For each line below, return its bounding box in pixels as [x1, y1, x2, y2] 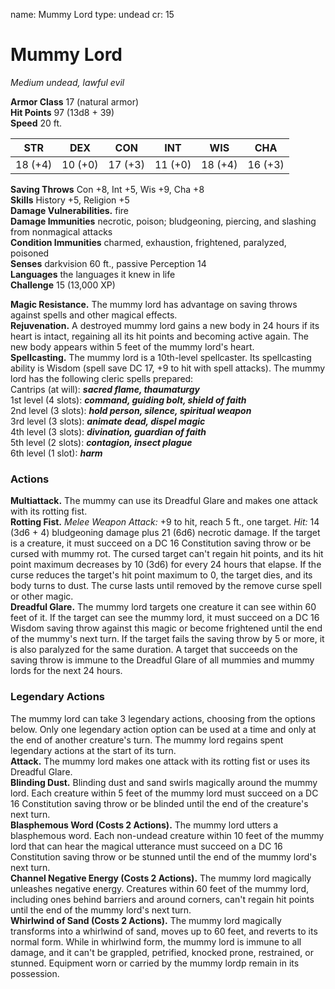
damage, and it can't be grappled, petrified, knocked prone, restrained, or [10, 946, 314, 958]
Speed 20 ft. [10, 117, 63, 129]
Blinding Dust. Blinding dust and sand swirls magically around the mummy [10, 776, 318, 788]
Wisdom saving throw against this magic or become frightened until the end [10, 622, 323, 634]
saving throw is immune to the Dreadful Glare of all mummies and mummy [10, 654, 315, 666]
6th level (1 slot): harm [10, 447, 103, 459]
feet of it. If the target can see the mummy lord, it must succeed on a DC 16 [10, 612, 320, 624]
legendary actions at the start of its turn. [10, 744, 177, 756]
